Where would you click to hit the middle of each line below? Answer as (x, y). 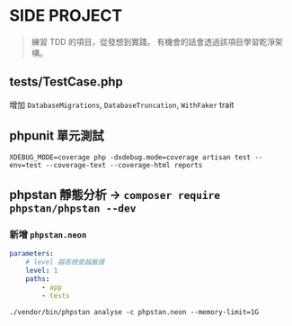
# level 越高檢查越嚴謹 (65, 262)
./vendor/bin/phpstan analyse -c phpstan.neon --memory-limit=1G (134, 312)
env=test (26, 165)
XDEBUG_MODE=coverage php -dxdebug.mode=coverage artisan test (130, 157)
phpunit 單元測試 (57, 136)
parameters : (31, 254)
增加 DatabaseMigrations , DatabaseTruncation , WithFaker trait (122, 104)
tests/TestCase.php (66, 82)
